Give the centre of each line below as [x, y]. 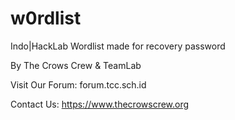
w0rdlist [46, 18]
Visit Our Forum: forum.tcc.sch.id [78, 84]
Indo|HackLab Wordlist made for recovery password [118, 46]
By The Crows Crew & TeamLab [76, 65]
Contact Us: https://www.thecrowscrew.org [100, 104]
